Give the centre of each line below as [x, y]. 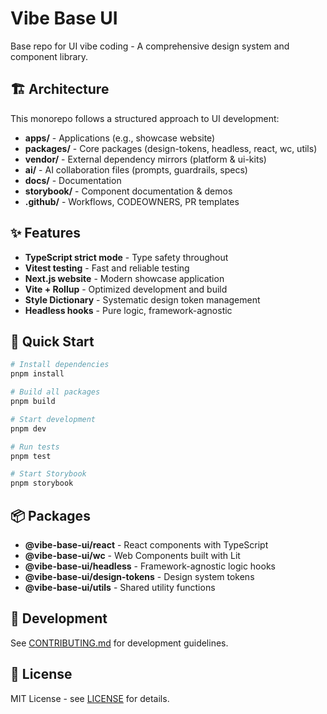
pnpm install [37, 374]
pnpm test [31, 456]
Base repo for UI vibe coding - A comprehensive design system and [150, 46]
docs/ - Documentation [73, 180]
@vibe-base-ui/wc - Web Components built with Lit [132, 555]
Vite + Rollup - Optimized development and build [126, 289]
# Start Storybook [48, 474]
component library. [49, 56]
